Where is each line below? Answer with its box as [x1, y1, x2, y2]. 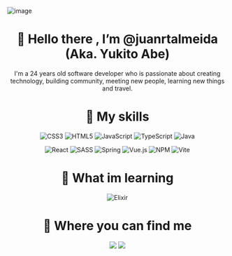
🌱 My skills [85, 109, 150, 125]
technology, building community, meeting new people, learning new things [10, 76, 225, 85]
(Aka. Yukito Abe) [65, 46, 170, 62]
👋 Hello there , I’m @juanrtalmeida [16, 32, 219, 47]
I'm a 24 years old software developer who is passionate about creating [14, 69, 221, 77]
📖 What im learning [61, 170, 174, 186]
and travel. [102, 84, 133, 93]
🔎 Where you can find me [43, 218, 192, 234]
